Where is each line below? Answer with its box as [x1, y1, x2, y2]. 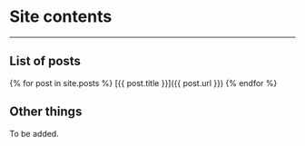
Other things [9, 104, 83, 120]
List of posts [9, 54, 82, 69]
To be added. [9, 128, 59, 139]
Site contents [9, 6, 113, 27]
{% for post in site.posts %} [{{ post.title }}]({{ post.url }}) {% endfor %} [9, 77, 278, 88]
